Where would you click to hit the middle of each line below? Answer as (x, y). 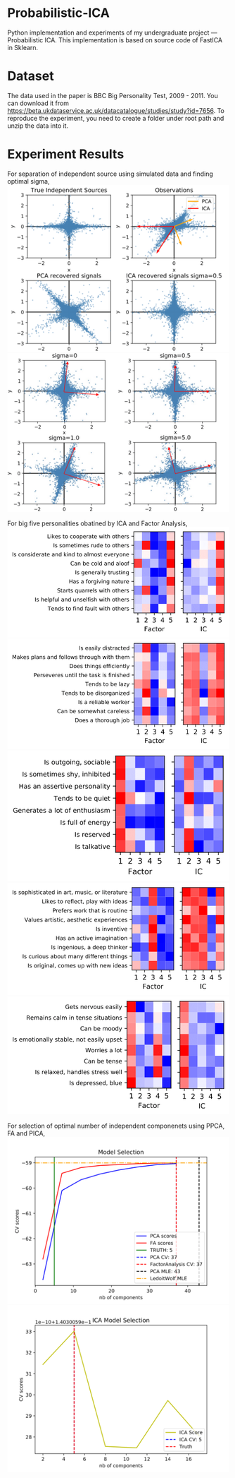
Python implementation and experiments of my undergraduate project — (112, 32)
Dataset (31, 76)
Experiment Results (66, 154)
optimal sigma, (28, 181)
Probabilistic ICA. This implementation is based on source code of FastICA (115, 40)
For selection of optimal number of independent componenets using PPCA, (116, 1126)
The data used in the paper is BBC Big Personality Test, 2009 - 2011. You (113, 95)
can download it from (38, 103)
